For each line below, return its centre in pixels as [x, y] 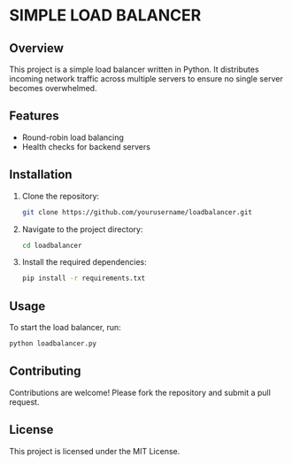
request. [24, 402]
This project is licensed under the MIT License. [95, 451]
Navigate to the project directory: [82, 229]
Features [34, 116]
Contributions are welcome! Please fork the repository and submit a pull [140, 392]
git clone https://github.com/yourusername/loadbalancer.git [137, 212]
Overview [37, 48]
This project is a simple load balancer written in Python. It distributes [134, 69]
